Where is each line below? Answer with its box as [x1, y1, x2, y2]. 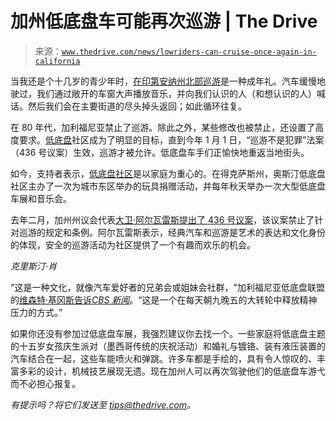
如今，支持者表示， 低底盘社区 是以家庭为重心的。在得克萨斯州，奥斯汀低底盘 [10, 167, 326, 179]
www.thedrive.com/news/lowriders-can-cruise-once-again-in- [61, 47, 317, 57]
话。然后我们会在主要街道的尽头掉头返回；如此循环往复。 [10, 100, 247, 112]
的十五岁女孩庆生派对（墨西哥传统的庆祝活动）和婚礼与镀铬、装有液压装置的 [10, 340, 326, 352]
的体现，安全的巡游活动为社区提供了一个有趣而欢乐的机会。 [10, 238, 256, 251]
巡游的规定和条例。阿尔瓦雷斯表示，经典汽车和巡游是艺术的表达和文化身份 [18, 226, 326, 238]
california [34, 56, 81, 66]
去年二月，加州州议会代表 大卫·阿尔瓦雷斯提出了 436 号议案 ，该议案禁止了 [10, 213, 315, 226]
